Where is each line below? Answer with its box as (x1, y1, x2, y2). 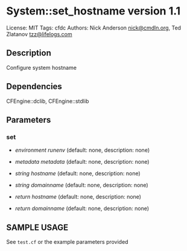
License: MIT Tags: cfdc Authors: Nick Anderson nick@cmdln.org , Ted (6, 24, 182, 31)
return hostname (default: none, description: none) (14, 193, 142, 200)
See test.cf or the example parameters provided (6, 238, 128, 246)
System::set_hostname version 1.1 (6, 4, 181, 18)
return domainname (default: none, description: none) (14, 205, 150, 212)
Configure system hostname (6, 64, 77, 71)
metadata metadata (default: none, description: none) (14, 158, 150, 166)
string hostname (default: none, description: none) (14, 170, 141, 177)
